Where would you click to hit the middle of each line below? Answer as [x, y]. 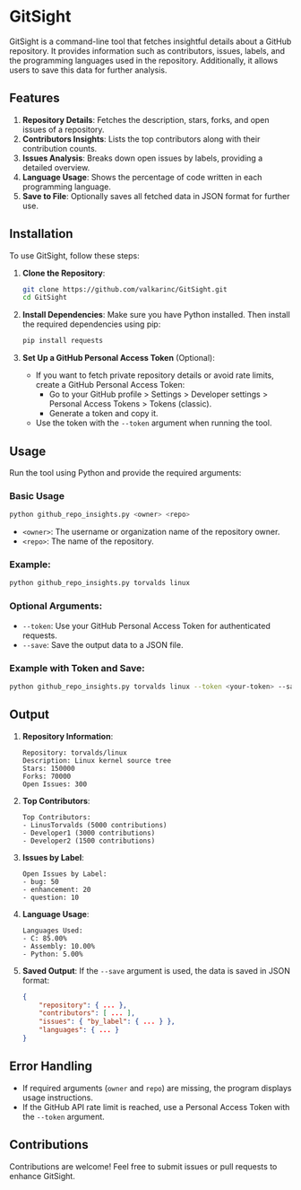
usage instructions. [58, 1098]
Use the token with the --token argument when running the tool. [154, 423]
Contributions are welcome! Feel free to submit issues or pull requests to [143, 1166]
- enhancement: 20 [56, 889]
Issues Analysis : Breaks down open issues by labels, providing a [142, 158]
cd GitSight [44, 298]
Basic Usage [37, 495]
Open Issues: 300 [55, 784]
